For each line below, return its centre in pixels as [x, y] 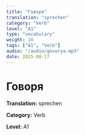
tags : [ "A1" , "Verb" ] [33, 46]
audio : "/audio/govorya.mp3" [43, 51]
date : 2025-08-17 [28, 57]
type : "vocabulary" [31, 34]
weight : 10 [20, 40]
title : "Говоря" [27, 12]
